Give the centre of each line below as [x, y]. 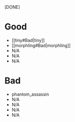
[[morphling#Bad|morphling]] [41, 45]
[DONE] [12, 7]
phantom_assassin [30, 94]
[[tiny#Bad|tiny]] [28, 40]
